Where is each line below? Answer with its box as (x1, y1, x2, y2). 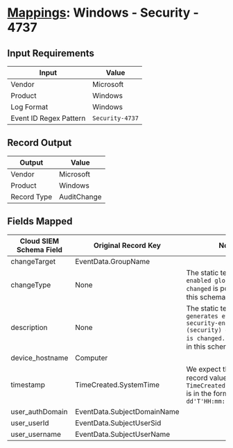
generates (186, 312, 218, 320)
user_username (10, 429, 61, 439)
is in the (186, 388, 212, 398)
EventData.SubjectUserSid (75, 418, 162, 428)
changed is (186, 283, 218, 293)
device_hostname (10, 353, 69, 363)
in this (186, 342, 206, 351)
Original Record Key (93, 240, 162, 250)
